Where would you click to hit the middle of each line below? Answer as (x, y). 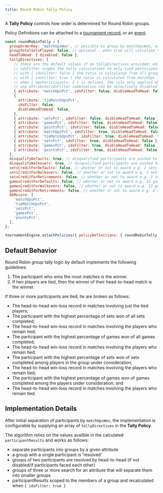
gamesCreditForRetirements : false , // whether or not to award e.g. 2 (82, 190)
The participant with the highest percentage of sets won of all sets (78, 316)
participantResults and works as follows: (47, 440)
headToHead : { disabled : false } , (44, 55)
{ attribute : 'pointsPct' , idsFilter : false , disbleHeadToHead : (80, 127)
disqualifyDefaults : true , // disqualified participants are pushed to (83, 159)
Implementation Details (41, 409)
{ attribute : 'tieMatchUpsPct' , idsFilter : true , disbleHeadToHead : (84, 136)
